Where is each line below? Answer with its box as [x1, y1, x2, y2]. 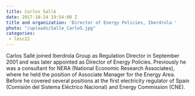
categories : [6, 31, 35, 37]
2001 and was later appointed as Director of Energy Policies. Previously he [6, 58, 186, 65]
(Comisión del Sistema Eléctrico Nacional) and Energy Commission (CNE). [6, 84, 186, 90]
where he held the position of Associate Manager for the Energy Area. [6, 71, 176, 78]
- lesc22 [8, 36, 31, 42]
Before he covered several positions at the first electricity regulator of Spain [6, 77, 190, 84]
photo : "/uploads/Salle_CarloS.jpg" [6, 25, 96, 31]
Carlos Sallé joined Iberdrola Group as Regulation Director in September [6, 52, 180, 59]
